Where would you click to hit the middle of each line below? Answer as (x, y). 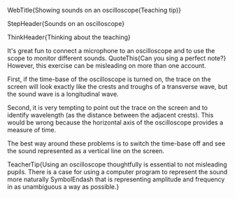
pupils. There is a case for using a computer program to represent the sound (117, 172)
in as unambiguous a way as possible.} (63, 187)
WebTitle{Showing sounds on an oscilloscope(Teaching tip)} (94, 10)
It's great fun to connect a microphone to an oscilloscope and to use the (111, 51)
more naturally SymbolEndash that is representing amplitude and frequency (116, 179)
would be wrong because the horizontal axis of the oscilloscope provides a (115, 122)
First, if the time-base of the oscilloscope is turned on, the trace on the (109, 79)
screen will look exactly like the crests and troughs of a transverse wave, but (117, 86)
